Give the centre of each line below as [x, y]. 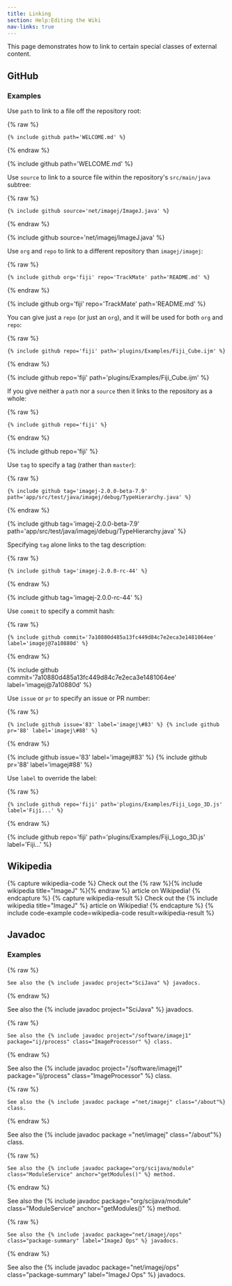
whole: [17, 399]
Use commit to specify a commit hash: [61, 611]
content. [19, 54]
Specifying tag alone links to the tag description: [77, 545]
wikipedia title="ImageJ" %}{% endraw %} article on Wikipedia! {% [104, 890]
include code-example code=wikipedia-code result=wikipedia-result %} [111, 912]
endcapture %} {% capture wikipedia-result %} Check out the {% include [113, 898]
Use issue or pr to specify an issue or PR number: [79, 698]
